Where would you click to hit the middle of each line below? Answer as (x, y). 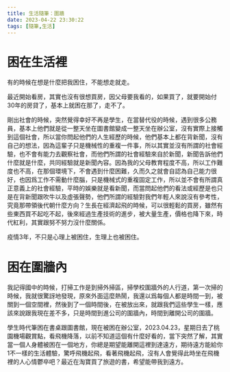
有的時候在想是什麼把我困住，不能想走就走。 (70, 82)
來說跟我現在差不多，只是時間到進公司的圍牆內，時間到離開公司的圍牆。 (115, 313)
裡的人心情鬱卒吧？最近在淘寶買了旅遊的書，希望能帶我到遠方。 (97, 362)
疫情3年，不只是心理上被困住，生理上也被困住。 (75, 237)
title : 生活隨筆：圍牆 (36, 13)
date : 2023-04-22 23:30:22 (46, 20)
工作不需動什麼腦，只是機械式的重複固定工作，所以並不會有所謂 (127, 180)
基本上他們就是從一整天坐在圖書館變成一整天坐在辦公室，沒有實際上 (115, 129)
